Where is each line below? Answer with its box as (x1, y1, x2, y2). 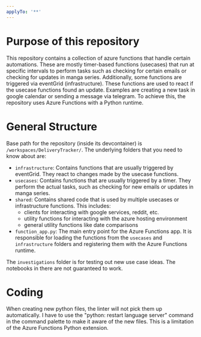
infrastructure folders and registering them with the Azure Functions (14, 240, 188, 247)
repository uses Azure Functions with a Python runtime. (6, 99, 144, 106)
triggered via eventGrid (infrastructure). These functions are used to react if (6, 80, 194, 87)
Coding (6, 286, 44, 299)
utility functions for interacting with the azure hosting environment (23, 215, 188, 222)
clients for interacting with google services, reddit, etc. (23, 208, 159, 215)
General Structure (6, 120, 98, 133)
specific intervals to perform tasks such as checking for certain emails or (6, 67, 187, 74)
